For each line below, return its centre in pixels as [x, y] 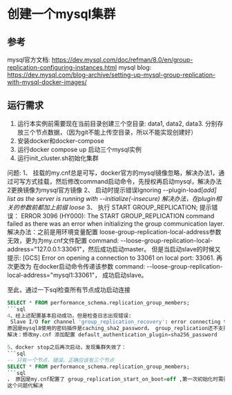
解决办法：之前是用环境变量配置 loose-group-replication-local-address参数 [114, 231]
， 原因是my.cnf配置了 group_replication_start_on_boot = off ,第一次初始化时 [113, 379]
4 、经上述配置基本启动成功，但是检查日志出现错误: [69, 316]
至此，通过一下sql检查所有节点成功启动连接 [69, 289]
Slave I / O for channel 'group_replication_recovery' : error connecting [115, 322]
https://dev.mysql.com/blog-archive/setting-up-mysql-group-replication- [112, 75]
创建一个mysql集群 [61, 14]
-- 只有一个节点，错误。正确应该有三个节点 [61, 360]
